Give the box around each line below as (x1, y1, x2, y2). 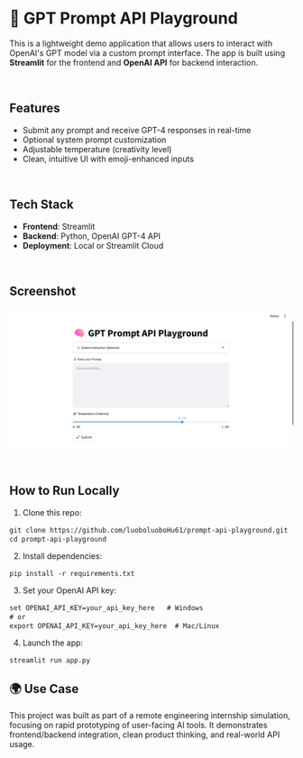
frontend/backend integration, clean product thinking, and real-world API (9, 729, 280, 740)
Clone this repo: (22, 507, 82, 517)
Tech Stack (9, 197, 74, 213)
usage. (9, 738, 35, 749)
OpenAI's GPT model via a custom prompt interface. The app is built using (9, 47, 286, 58)
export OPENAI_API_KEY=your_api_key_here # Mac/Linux (9, 621, 220, 630)
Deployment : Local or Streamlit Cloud (22, 240, 164, 251)
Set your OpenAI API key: (22, 585, 117, 596)
